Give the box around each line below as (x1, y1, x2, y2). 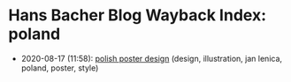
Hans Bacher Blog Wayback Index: (8, 5, 267, 26)
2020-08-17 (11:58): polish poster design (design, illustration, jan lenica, (20, 53, 283, 63)
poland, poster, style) (20, 63, 99, 73)
